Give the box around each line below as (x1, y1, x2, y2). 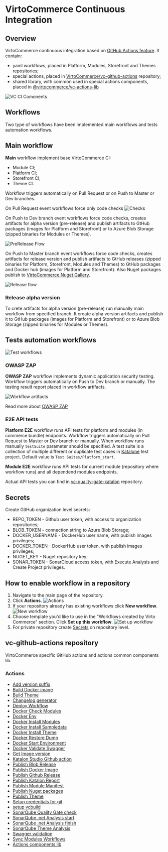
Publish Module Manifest (12, 783, 64, 789)
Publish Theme (12, 793, 44, 799)
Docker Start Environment (12, 740, 66, 746)
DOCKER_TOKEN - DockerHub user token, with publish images (12, 543, 142, 549)
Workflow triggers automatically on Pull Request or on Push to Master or (5, 190, 154, 196)
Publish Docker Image (12, 767, 58, 773)
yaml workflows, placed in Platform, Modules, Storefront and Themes (12, 63, 156, 68)
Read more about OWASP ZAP (5, 403, 68, 410)
